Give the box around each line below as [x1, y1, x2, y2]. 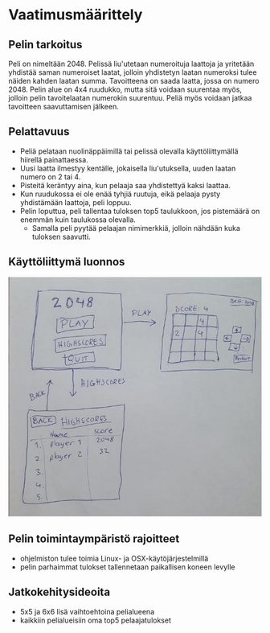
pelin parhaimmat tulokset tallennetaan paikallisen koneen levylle [19, 561, 235, 572]
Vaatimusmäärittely [8, 6, 143, 24]
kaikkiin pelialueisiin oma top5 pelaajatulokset [19, 615, 171, 625]
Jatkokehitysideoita [8, 586, 111, 599]
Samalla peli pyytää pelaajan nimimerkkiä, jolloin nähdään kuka [31, 223, 241, 232]
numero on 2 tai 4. [19, 171, 81, 182]
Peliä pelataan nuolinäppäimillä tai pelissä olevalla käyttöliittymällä [19, 146, 239, 156]
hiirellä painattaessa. [19, 154, 88, 164]
